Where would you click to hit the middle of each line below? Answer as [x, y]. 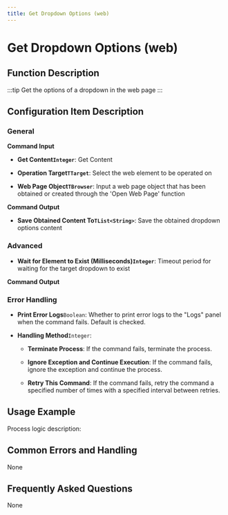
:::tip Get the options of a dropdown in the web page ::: [85, 90]
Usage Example [41, 412]
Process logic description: [44, 429]
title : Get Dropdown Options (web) [58, 13]
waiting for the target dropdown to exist [73, 268]
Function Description [54, 73]
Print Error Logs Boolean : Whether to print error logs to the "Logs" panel [119, 315]
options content [39, 228]
